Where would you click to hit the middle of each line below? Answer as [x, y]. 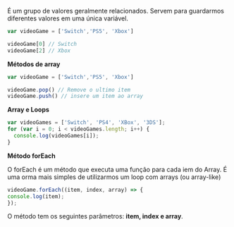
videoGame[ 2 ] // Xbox [39, 50]
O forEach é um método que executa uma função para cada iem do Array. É [117, 169]
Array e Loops [28, 110]
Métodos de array [34, 64]
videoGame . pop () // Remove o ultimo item [69, 90]
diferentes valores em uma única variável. [68, 18]
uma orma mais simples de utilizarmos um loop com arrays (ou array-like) [114, 177]
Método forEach [32, 156]
